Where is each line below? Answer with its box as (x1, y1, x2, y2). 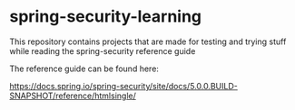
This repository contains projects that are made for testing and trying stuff (9, 36, 287, 47)
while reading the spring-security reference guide (9, 45, 196, 56)
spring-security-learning (9, 6, 202, 27)
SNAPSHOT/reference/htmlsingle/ (9, 90, 136, 101)
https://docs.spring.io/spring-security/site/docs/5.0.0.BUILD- (9, 80, 238, 91)
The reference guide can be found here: (9, 63, 159, 74)
